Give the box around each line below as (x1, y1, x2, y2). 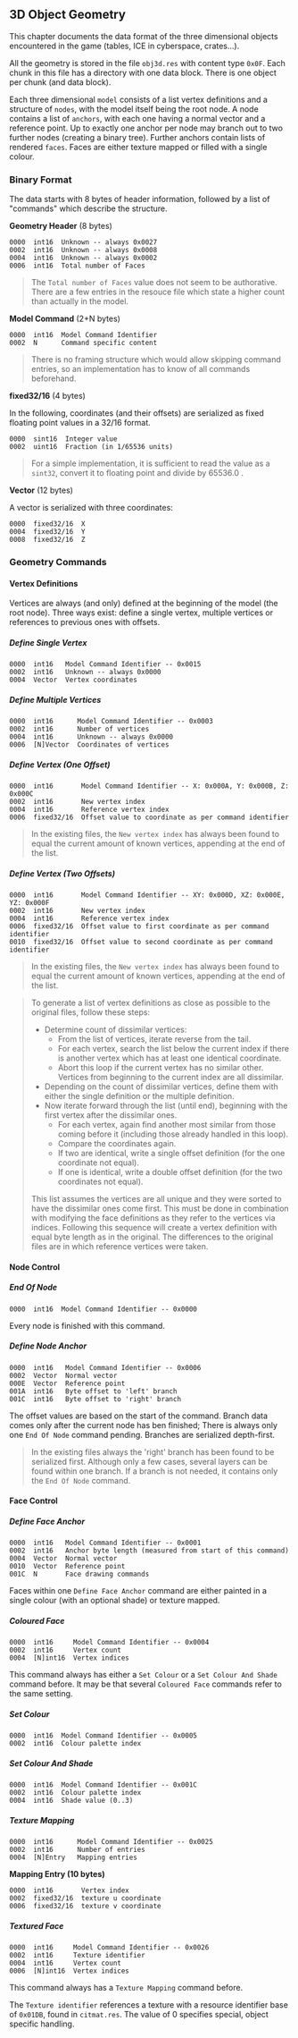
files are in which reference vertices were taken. (30, 1241, 209, 1252)
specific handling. (9, 2018, 75, 2029)
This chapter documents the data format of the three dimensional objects (9, 30, 278, 41)
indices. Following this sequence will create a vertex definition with (30, 1222, 277, 1233)
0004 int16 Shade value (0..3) (9, 1797, 134, 1805)
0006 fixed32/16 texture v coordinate (9, 1902, 162, 1911)
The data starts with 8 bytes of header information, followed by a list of (9, 194, 270, 205)
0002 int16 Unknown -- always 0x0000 (9, 668, 162, 677)
